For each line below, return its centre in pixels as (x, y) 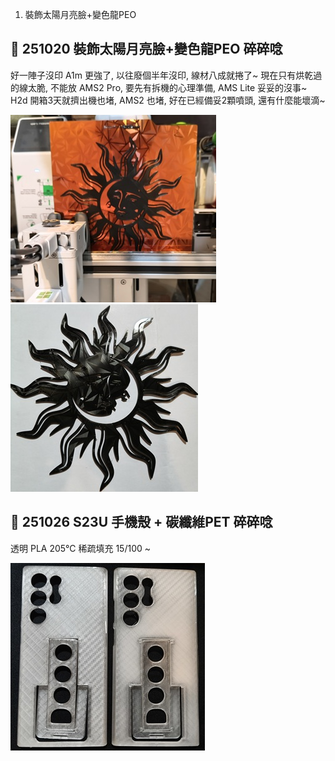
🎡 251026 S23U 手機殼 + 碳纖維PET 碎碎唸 (141, 522)
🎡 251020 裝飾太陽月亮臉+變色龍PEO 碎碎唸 (146, 49)
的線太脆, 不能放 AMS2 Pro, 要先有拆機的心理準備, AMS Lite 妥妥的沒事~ (159, 87)
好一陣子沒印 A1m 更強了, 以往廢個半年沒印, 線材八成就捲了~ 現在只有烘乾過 (166, 75)
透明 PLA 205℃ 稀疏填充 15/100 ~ (80, 548)
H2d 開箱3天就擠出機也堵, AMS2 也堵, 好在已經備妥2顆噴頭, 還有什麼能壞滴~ (168, 100)
